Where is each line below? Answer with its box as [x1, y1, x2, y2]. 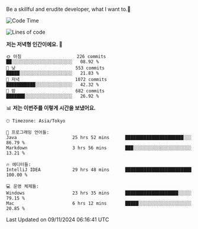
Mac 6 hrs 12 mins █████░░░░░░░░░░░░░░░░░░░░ [6, 201, 192, 207]
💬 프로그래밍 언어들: [6, 130, 50, 136]
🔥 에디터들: [6, 162, 31, 167]
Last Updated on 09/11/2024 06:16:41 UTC [6, 216, 109, 223]
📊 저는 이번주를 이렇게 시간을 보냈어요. [6, 104, 96, 111]
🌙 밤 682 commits [6, 88, 105, 94]
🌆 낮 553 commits [6, 65, 105, 71]
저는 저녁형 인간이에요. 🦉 [6, 41, 63, 47]
